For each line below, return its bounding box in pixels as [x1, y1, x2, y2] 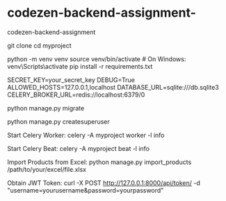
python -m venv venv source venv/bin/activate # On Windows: [7, 54, 186, 63]
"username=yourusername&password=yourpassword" [7, 186, 164, 194]
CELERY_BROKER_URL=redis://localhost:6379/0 [7, 90, 145, 99]
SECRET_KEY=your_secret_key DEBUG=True [7, 75, 136, 84]
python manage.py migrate [7, 104, 85, 112]
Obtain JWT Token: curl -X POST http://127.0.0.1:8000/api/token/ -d [7, 179, 200, 187]
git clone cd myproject [7, 41, 72, 49]
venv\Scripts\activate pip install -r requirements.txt [7, 62, 153, 70]
